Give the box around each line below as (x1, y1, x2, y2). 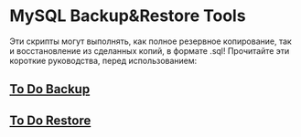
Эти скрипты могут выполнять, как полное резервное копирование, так (9, 36, 293, 47)
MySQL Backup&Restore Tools (9, 5, 246, 26)
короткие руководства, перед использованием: (9, 55, 198, 66)
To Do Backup (9, 81, 91, 97)
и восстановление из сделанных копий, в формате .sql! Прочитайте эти (9, 45, 290, 56)
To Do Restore (9, 112, 91, 128)
